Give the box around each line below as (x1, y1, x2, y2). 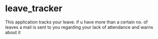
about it (5, 29, 21, 35)
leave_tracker (5, 3, 63, 14)
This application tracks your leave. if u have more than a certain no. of (5, 19, 148, 25)
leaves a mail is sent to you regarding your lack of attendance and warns (5, 24, 154, 30)
